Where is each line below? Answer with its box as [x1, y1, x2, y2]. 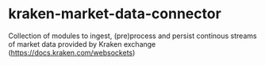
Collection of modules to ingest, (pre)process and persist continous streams [8, 31, 257, 40]
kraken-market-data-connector [8, 5, 222, 23]
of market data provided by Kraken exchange [8, 39, 156, 48]
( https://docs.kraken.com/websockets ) [8, 48, 136, 57]
